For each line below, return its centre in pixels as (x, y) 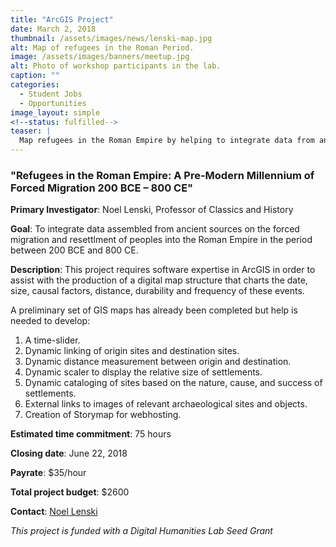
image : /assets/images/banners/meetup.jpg (100, 57)
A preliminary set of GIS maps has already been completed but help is (154, 310)
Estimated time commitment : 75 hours (91, 434)
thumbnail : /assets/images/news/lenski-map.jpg (111, 38)
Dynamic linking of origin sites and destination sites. (132, 351)
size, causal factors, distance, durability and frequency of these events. (157, 291)
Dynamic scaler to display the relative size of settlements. (143, 372)
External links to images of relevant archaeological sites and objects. (166, 404)
